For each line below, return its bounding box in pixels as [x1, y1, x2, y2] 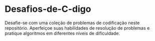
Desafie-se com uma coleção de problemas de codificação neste [5, 20, 140, 26]
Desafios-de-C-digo [5, 3, 91, 15]
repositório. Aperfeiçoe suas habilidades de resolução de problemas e [5, 25, 150, 31]
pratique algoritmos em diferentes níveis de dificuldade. [5, 30, 120, 36]
